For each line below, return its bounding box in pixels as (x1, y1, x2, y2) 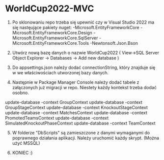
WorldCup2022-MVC (5, 3, 94, 14)
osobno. (12, 90, 29, 96)
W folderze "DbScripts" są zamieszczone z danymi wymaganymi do (12, 129, 150, 135)
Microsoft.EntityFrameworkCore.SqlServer (12, 35, 98, 41)
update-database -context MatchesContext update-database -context (5, 109, 147, 116)
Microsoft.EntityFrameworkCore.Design (12, 30, 92, 35)
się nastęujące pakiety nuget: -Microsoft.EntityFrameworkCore (12, 24, 139, 30)
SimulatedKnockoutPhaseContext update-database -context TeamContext (5, 120, 156, 126)
